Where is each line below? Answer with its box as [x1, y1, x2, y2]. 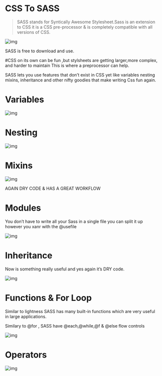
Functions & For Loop [5, 292, 92, 303]
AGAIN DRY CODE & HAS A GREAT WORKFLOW [5, 185, 101, 191]
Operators [5, 349, 47, 360]
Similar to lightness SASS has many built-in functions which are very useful [5, 308, 155, 314]
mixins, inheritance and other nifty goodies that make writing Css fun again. [5, 77, 156, 83]
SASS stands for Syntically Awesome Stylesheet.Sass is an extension [16, 19, 156, 25]
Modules [5, 202, 41, 213]
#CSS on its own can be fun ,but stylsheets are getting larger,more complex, [5, 57, 158, 63]
